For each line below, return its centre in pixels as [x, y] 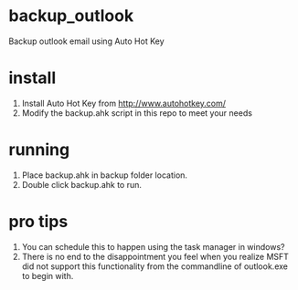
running [39, 150]
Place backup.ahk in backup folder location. [105, 175]
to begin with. [48, 275]
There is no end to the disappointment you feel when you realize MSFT [155, 256]
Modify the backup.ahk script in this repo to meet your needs [137, 113]
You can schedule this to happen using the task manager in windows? [153, 246]
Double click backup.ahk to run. [82, 184]
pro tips [38, 222]
